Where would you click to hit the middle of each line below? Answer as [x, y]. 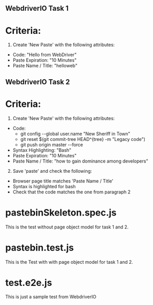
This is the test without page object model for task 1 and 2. [67, 227]
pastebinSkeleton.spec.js [61, 212]
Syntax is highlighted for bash [44, 186]
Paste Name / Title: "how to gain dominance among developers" [80, 161]
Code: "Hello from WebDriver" [45, 55]
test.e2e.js [29, 283]
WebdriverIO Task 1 [37, 8]
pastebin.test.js [40, 248]
